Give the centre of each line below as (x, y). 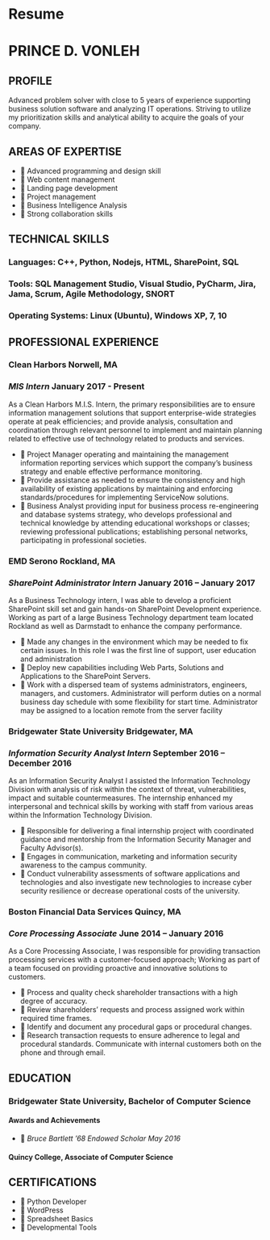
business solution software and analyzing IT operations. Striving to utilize (130, 109)
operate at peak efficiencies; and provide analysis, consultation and (121, 421)
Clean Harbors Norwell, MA (63, 365)
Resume (36, 14)
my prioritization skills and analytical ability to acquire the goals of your (126, 117)
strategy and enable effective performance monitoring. (111, 471)
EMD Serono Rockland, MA (62, 561)
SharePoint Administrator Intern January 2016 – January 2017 (132, 583)
